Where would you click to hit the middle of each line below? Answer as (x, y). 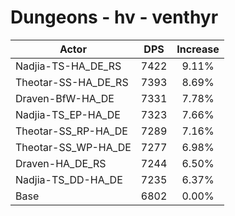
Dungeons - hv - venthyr (114, 17)
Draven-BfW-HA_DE (65, 98)
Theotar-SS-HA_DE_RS (72, 82)
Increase (198, 49)
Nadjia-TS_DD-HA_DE (69, 179)
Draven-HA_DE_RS (61, 163)
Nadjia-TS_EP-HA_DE (68, 114)
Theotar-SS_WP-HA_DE (73, 147)
